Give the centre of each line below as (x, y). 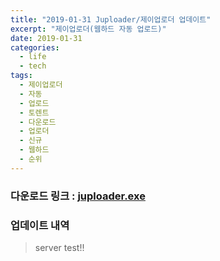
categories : (35, 47)
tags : (21, 76)
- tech (33, 66)
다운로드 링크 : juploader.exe (78, 196)
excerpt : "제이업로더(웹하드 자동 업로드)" (88, 29)
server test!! (59, 247)
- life (33, 57)
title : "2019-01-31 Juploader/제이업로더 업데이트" (111, 19)
